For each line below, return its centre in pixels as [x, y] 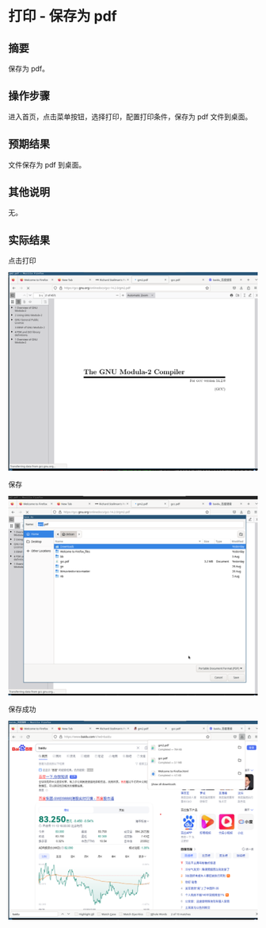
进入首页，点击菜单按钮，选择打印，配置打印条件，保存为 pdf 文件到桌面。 [130, 117]
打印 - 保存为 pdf [63, 16]
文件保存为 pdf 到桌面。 [47, 164]
